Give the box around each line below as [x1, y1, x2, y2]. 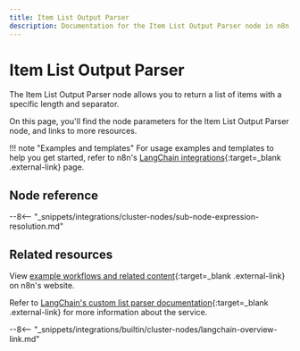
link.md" [9, 334, 40, 345]
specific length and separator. [9, 99, 120, 110]
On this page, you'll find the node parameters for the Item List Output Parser [9, 116, 290, 127]
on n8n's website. [9, 280, 75, 291]
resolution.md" [9, 221, 64, 232]
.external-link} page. [9, 162, 85, 172]
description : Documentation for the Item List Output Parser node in [9, 21, 274, 30]
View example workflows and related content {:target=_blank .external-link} [9, 271, 286, 281]
